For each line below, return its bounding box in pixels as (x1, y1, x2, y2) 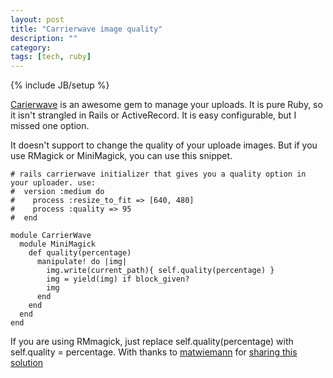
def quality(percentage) (28, 248, 132, 258)
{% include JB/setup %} (10, 79, 110, 91)
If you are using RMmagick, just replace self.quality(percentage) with (10, 336, 294, 348)
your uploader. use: (10, 178, 97, 188)
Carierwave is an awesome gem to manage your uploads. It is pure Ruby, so (10, 99, 323, 111)
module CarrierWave (10, 231, 92, 241)
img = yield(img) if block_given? (46, 274, 190, 285)
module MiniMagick (19, 239, 97, 250)
